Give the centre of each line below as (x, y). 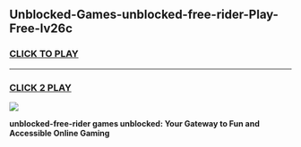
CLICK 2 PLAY (40, 87)
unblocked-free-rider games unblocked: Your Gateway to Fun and (134, 123)
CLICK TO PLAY (44, 54)
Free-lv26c (41, 29)
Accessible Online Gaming (60, 133)
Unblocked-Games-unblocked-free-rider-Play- (144, 15)
